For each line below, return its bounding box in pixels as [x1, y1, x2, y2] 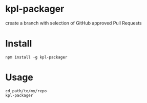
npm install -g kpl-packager [5, 55, 68, 60]
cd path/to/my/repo [5, 88, 47, 93]
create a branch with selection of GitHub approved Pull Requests [5, 20, 142, 26]
